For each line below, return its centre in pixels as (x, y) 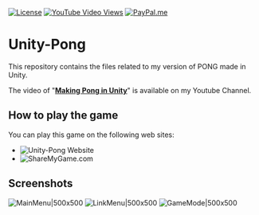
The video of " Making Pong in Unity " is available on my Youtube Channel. (130, 90)
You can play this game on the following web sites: (92, 135)
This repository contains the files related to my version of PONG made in (127, 66)
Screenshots (41, 184)
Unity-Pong (47, 45)
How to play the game (63, 115)
